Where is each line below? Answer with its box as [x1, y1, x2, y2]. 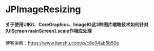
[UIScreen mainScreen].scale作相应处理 [5, 28, 92, 34]
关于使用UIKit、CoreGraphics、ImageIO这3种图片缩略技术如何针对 [5, 21, 149, 28]
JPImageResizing [5, 4, 81, 15]
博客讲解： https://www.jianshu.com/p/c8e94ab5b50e [5, 40, 120, 46]
